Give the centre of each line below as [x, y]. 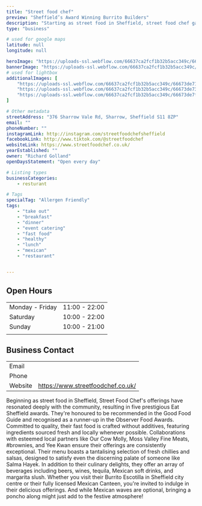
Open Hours [29, 291]
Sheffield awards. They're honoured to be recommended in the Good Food [99, 413]
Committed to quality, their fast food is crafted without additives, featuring [98, 426]
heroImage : [20, 61]
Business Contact [40, 350]
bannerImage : [23, 67]
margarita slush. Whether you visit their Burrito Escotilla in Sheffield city [95, 477]
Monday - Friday [33, 307]
